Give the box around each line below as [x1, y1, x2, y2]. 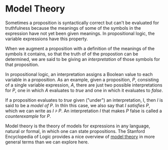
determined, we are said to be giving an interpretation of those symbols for [5, 56, 160, 62]
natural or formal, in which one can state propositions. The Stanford [5, 128, 145, 134]
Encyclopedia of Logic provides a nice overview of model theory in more [5, 133, 155, 139]
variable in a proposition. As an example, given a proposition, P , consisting [5, 77, 159, 83]
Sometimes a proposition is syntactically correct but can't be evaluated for [5, 20, 159, 26]
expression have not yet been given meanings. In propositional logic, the [5, 30, 155, 36]
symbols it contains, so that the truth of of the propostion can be [5, 51, 139, 57]
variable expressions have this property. [5, 36, 88, 42]
